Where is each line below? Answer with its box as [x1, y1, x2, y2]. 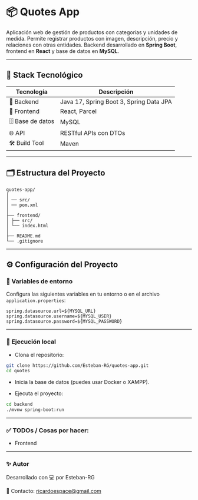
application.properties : [6, 297, 66, 304]
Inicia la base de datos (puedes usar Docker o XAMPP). [14, 379, 150, 386]
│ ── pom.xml [6, 202, 38, 208]
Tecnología [15, 87, 48, 95]
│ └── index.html [6, 223, 49, 229]
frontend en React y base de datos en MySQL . [6, 47, 120, 54]
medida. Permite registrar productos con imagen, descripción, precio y [6, 35, 178, 42]
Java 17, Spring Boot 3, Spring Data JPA [60, 97, 172, 105]
